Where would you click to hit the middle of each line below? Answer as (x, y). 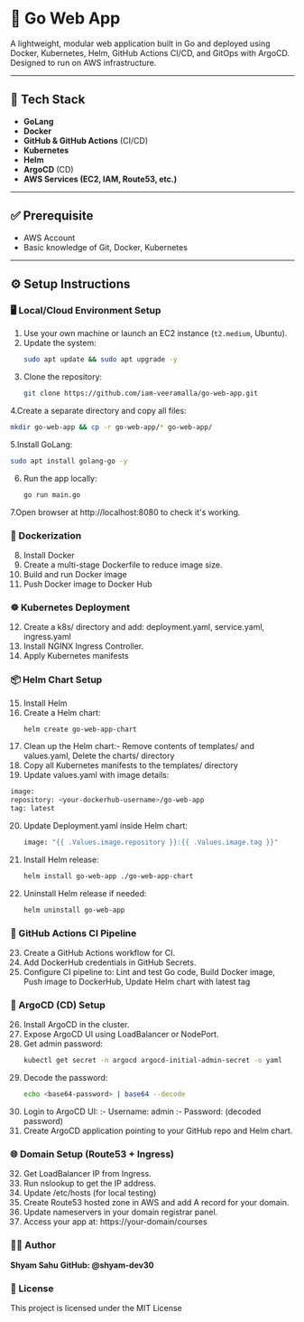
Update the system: (60, 343)
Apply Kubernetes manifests (76, 656)
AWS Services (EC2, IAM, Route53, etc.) (100, 179)
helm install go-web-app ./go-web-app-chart (108, 876)
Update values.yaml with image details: (96, 775)
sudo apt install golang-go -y (69, 461)
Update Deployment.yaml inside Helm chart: (106, 826)
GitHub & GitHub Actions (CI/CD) (86, 140)
